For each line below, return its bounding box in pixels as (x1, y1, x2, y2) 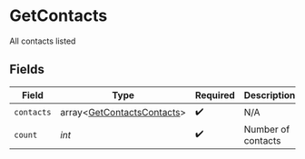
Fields (9, 62, 45, 77)
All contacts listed (9, 35, 76, 46)
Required (194, 88, 236, 101)
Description (243, 88, 296, 101)
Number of (243, 123, 290, 135)
